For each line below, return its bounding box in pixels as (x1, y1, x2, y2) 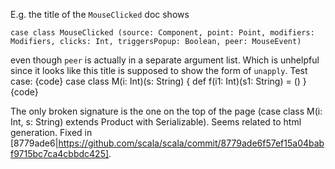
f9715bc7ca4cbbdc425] (10, 148, 110, 159)
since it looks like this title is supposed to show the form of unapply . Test (10, 65, 308, 76)
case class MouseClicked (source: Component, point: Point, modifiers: (10, 28, 315, 38)
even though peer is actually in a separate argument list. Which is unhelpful (10, 54, 320, 66)
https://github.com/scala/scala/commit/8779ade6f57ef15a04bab (58, 137, 325, 149)
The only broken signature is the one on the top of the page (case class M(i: (10, 105, 323, 117)
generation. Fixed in (10, 127, 93, 138)
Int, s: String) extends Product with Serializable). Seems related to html (10, 116, 302, 128)
